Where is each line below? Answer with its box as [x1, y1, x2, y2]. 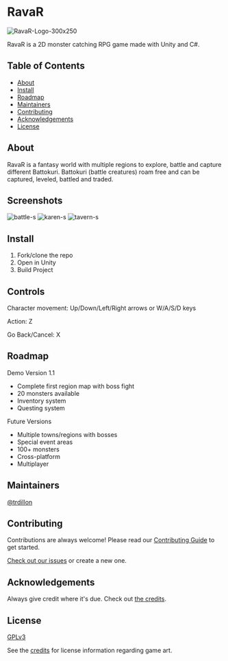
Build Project [16, 266, 53, 274]
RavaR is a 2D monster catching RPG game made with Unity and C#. [7, 40, 200, 48]
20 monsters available [16, 389, 80, 397]
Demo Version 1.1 [7, 368, 55, 377]
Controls [7, 286, 45, 298]
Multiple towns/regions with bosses [16, 430, 118, 438]
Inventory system [16, 396, 66, 405]
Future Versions [7, 417, 52, 425]
